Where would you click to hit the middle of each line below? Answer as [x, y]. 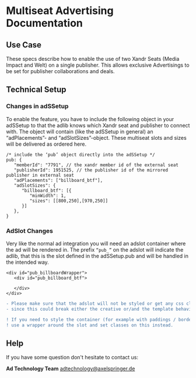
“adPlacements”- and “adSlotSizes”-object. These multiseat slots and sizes [96, 138]
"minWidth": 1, [48, 195]
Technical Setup [36, 90]
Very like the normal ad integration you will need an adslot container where [96, 243]
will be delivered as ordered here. [46, 144]
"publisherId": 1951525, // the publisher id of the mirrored [91, 170]
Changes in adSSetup [37, 106]
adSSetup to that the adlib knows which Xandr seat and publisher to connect [98, 125]
